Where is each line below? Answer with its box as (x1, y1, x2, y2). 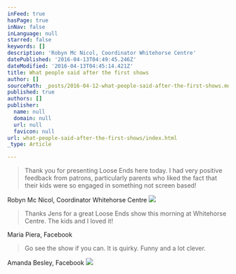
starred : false (7, 37, 52, 44)
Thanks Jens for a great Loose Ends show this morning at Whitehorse (24, 209, 227, 218)
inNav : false (7, 23, 46, 30)
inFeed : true (7, 10, 46, 18)
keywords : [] (7, 43, 46, 50)
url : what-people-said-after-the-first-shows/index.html (7, 134, 178, 141)
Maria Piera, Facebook (7, 230, 72, 239)
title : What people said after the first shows (7, 69, 150, 76)
